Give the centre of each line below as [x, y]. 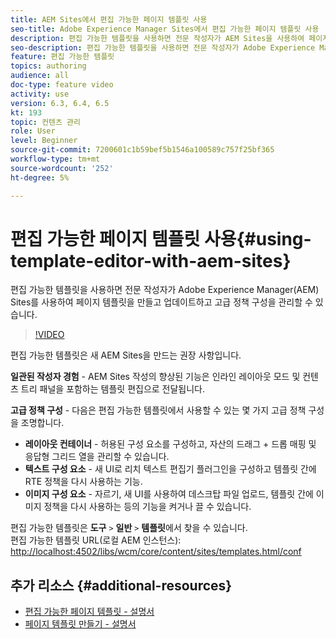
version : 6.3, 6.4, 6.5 [60, 103]
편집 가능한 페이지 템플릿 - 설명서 [89, 612]
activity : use [40, 94]
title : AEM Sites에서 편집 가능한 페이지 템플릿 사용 [109, 19]
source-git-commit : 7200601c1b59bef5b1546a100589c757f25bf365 [142, 150]
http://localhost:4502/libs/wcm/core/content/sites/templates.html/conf [156, 552]
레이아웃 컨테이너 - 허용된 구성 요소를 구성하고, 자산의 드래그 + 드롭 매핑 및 [170, 444]
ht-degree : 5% [40, 177]
